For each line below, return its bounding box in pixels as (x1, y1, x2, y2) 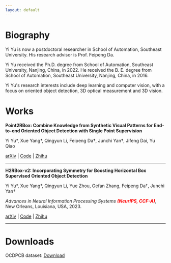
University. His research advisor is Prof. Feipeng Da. (5, 51, 115, 57)
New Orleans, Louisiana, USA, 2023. (5, 203, 82, 209)
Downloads (5, 236, 54, 247)
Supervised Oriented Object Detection (5, 172, 88, 179)
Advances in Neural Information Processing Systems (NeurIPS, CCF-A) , (5, 198, 157, 204)
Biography (5, 29, 50, 41)
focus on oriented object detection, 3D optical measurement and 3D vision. (5, 87, 163, 94)
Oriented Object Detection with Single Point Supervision (21, 128, 142, 134)
